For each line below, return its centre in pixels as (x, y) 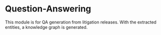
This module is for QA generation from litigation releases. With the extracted (81, 22)
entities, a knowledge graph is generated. (46, 27)
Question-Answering (48, 9)
